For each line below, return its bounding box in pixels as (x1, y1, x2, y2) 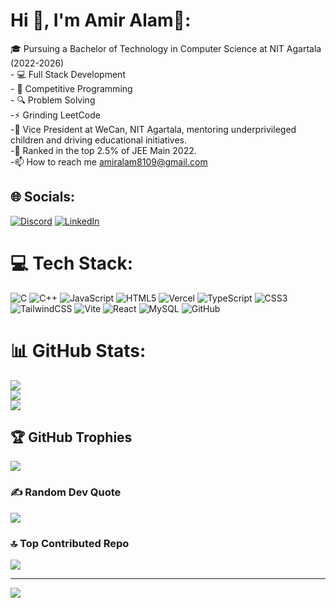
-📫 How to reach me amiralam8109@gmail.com (10, 155, 208, 168)
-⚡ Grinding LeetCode (10, 109, 101, 121)
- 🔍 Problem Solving (10, 94, 96, 106)
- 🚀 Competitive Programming (10, 82, 133, 94)
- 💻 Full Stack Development (10, 68, 126, 80)
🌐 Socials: (10, 189, 76, 206)
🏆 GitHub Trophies (10, 429, 133, 446)
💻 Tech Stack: (10, 252, 134, 274)
